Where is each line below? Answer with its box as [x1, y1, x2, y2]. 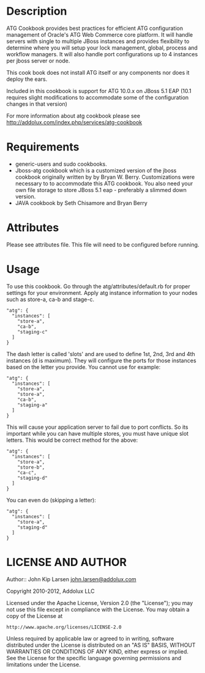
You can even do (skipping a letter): [6, 496, 96, 504]
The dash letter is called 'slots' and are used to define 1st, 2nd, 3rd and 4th [6, 350, 196, 357]
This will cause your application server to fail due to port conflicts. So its [6, 423, 188, 431]
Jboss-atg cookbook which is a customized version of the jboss [15, 166, 177, 174]
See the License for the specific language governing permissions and [6, 654, 182, 661]
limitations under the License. [6, 661, 81, 668]
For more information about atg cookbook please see [6, 112, 141, 119]
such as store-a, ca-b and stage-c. [6, 296, 95, 303]
